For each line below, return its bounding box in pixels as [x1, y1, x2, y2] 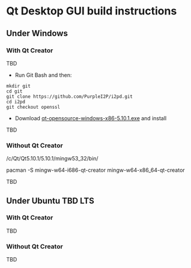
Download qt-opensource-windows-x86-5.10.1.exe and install [14, 114, 167, 121]
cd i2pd [6, 99, 26, 105]
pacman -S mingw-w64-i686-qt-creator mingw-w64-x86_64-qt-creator [6, 166, 185, 174]
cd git [6, 88, 23, 94]
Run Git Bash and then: [14, 71, 72, 79]
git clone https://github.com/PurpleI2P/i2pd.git [6, 93, 133, 100]
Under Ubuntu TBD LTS [6, 195, 94, 206]
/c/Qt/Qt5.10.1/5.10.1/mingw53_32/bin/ [6, 155, 99, 162]
